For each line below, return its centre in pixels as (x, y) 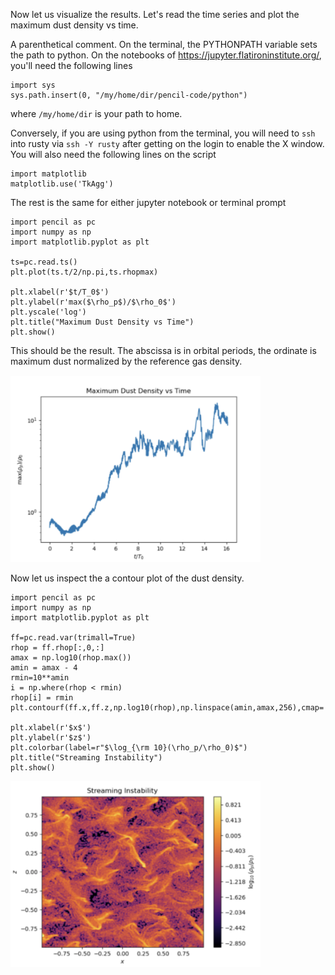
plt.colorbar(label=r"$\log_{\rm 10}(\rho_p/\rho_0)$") (129, 748)
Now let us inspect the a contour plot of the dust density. (127, 578)
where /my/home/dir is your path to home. (96, 113)
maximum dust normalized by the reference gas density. (126, 361)
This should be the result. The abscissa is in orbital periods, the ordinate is (163, 350)
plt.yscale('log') (48, 312)
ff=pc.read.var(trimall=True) (73, 638)
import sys (33, 85)
